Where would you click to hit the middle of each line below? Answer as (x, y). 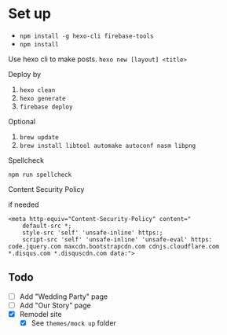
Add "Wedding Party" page (64, 296)
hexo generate (42, 98)
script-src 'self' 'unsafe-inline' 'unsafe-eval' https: (117, 239)
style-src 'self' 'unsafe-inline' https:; (93, 233)
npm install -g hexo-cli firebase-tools (86, 36)
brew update (39, 137)
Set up (29, 14)
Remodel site (40, 314)
